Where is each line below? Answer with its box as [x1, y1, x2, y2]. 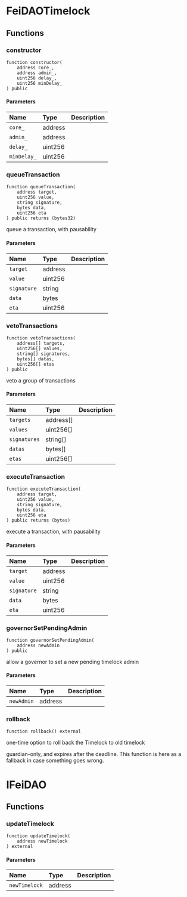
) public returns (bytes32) [6, 215, 76, 222]
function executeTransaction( [6, 486, 82, 492]
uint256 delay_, [17, 75, 58, 81]
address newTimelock [17, 838, 68, 844]
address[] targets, [17, 340, 66, 346]
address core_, [17, 65, 55, 71]
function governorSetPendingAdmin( [6, 637, 95, 643]
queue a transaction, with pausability [6, 226, 97, 233]
